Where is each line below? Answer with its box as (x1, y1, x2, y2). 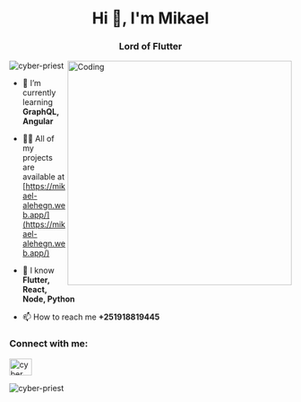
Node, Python (21, 293, 75, 304)
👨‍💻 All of (21, 134, 56, 144)
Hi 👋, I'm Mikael (91, 8, 210, 29)
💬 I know (21, 265, 56, 276)
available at (21, 171, 65, 182)
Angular (21, 116, 54, 127)
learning (21, 97, 54, 108)
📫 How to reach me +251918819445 (21, 311, 160, 322)
